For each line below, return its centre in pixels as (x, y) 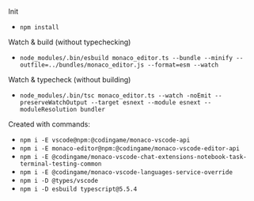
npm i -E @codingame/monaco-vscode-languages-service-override (126, 173)
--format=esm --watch (183, 65)
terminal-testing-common (61, 164)
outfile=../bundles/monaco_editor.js (82, 65)
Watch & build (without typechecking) (70, 42)
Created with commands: (49, 124)
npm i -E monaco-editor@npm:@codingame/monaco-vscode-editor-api (129, 149)
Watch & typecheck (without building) (70, 80)
